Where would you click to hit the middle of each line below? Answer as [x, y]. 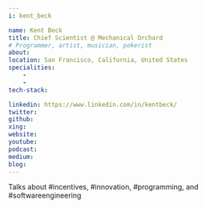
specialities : [32, 68]
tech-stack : [28, 90]
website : [23, 135]
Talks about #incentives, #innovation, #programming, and [103, 187]
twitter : [23, 112]
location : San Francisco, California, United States [98, 60]
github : [21, 120]
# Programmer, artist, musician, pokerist [80, 45]
